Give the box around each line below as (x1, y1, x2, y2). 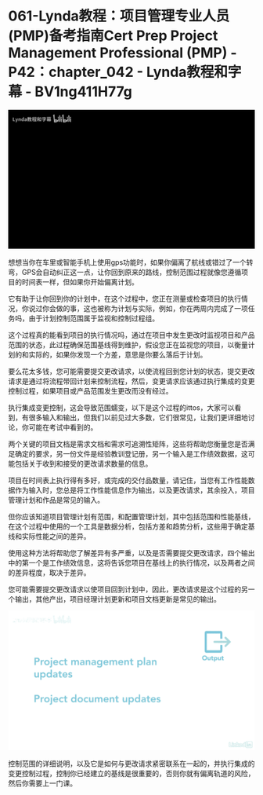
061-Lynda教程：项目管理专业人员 (8, 7, 230, 25)
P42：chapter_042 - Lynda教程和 (8, 64, 229, 81)
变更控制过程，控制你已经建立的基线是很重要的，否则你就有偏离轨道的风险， (8, 768, 255, 778)
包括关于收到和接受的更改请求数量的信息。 (14, 459, 153, 468)
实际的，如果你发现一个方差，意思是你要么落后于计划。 (28, 350, 207, 360)
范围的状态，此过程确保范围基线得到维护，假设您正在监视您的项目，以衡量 (8, 340, 248, 350)
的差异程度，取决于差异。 (8, 568, 91, 577)
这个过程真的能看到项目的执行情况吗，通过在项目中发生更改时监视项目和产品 (8, 331, 255, 340)
